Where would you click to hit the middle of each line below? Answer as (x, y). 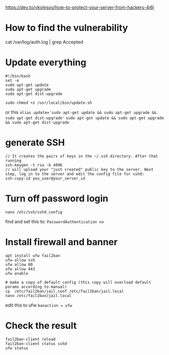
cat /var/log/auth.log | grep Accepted (44, 42)
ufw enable (17, 273)
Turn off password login (57, 198)
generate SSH (35, 143)
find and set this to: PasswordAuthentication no (55, 221)
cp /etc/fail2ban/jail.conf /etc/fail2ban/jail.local (65, 291)
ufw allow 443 (20, 269)
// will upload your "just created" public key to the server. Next (79, 169)
